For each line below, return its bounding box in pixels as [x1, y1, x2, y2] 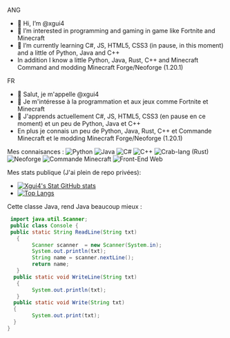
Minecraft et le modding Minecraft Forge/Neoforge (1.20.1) [17, 134, 183, 142]
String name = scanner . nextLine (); [32, 254, 135, 261]
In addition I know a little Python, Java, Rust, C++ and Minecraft [17, 56, 199, 64]
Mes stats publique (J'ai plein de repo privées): [7, 169, 142, 176]
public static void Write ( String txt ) [13, 299, 126, 306]
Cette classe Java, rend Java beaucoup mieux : [7, 203, 143, 210]
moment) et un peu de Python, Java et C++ [17, 120, 141, 127]
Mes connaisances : [7, 148, 64, 156]
